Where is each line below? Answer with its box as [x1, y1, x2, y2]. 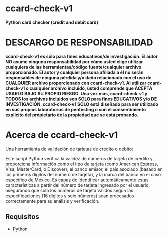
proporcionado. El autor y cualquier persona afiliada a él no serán [5, 69, 144, 75]
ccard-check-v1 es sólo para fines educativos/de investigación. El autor [5, 53, 158, 59]
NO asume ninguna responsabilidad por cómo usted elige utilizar [5, 58, 143, 65]
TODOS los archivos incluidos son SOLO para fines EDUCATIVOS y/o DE [5, 96, 157, 102]
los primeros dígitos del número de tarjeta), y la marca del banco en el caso [5, 171, 161, 177]
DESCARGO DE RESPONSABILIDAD [5, 37, 153, 48]
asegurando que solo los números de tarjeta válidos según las [5, 187, 134, 193]
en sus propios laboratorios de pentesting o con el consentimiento [5, 106, 146, 112]
